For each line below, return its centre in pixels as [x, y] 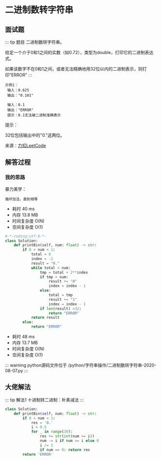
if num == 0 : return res [65, 450]
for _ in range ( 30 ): [52, 432]
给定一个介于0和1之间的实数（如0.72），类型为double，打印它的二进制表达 [79, 52]
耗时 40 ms [23, 209]
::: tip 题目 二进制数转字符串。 [35, 42]
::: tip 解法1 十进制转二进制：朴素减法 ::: [45, 400]
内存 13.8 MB [25, 215]
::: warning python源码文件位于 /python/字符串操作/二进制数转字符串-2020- [81, 365]
